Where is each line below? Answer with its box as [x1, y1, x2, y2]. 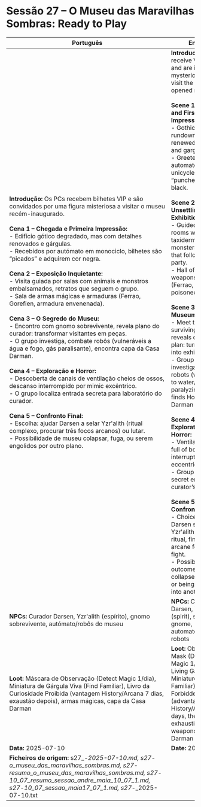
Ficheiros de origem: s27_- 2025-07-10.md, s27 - [9, 753, 156, 762]
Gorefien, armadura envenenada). [9, 299, 105, 308]
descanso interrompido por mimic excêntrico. [9, 381, 137, 390]
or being [170, 580, 195, 588]
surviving [170, 325, 197, 333]
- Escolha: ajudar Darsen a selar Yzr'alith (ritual [9, 419, 143, 427]
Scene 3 [170, 303, 196, 311]
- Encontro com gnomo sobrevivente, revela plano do [9, 321, 160, 330]
